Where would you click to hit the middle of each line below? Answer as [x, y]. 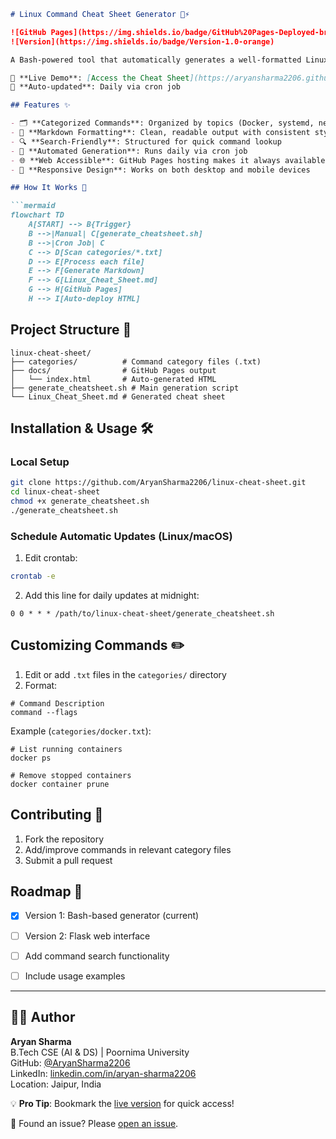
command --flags [44, 712]
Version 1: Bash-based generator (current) [112, 916]
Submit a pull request [68, 860]
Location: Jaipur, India [56, 1084]
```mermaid [33, 206]
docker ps [31, 758]
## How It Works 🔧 [48, 188]
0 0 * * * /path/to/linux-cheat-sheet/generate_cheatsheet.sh [142, 614]
